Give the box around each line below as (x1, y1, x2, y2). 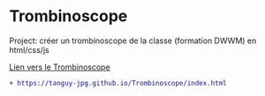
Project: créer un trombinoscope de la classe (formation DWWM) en (9, 35, 257, 46)
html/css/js (9, 44, 50, 55)
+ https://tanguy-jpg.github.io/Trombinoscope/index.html (9, 78, 227, 87)
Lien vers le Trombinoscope (9, 62, 110, 72)
